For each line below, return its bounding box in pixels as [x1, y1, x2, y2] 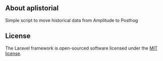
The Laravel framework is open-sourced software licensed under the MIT [5, 45, 158, 51]
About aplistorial [5, 4, 59, 12]
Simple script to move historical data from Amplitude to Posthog [5, 17, 138, 23]
